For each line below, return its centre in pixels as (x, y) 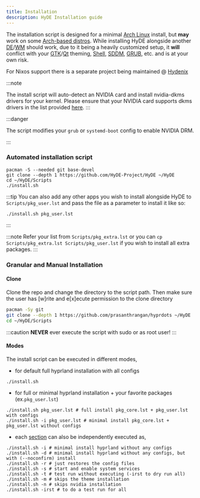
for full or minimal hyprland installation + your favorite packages (93, 393)
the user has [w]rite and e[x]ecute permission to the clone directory (90, 298)
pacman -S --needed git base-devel (50, 170)
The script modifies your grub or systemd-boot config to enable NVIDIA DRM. (100, 130)
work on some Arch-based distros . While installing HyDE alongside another (99, 41)
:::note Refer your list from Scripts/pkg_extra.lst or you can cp (84, 236)
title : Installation (32, 12)
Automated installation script (49, 157)
